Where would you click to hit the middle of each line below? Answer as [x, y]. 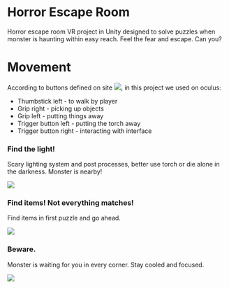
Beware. [22, 249]
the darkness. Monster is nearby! [55, 171]
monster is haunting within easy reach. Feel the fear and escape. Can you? [114, 38]
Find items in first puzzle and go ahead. [64, 218]
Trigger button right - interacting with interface [84, 131]
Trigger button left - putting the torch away [79, 123]
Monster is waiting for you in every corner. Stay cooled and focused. [106, 265]
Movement [39, 68]
